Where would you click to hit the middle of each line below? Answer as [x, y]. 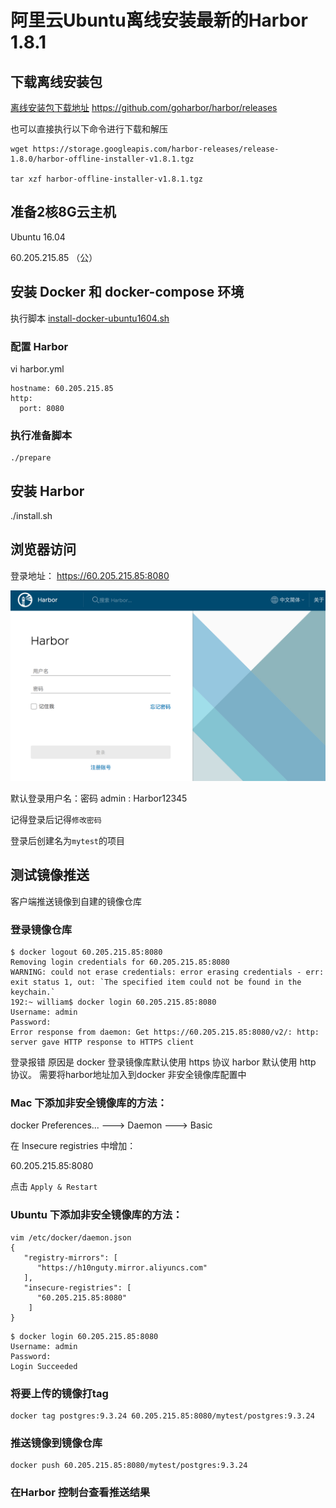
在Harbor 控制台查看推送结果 [80, 1493]
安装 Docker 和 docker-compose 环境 [127, 292]
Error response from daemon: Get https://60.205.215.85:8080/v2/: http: [165, 1032]
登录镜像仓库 [41, 929]
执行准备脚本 [41, 435]
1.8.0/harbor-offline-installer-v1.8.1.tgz [102, 159]
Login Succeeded [44, 1366]
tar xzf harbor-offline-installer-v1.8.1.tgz [106, 179]
